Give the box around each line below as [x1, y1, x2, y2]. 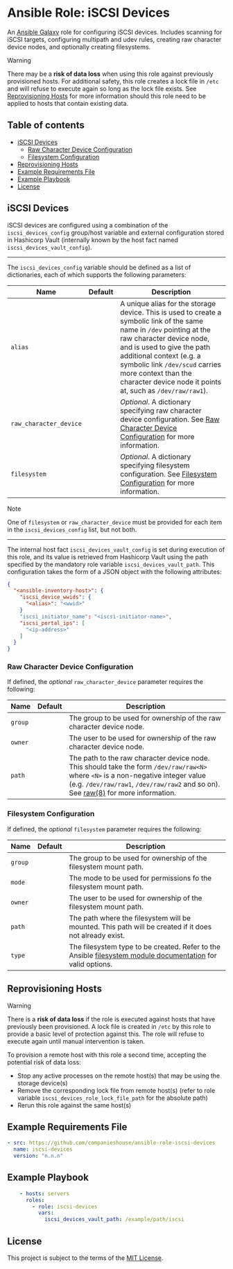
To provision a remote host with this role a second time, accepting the [7, 1051, 207, 1059]
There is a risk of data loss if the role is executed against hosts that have [7, 1014, 216, 1023]
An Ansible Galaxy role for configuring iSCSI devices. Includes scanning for [7, 28, 223, 36]
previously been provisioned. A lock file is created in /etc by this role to [7, 1022, 212, 1030]
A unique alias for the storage [120, 298, 216, 308]
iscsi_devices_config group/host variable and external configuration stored [7, 228, 224, 237]
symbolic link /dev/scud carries [120, 360, 222, 369]
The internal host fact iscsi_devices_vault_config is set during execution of [7, 545, 225, 554]
